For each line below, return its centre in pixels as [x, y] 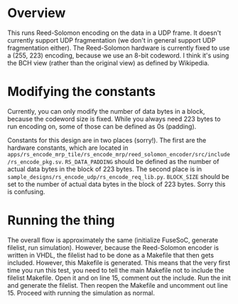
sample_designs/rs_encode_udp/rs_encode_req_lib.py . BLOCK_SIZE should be [118, 176]
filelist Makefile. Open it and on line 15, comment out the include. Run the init [119, 278]
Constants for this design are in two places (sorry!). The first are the [107, 140]
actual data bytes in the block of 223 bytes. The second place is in [105, 169]
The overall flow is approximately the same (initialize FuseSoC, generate [113, 240]
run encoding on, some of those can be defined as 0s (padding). [102, 126]
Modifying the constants [82, 92]
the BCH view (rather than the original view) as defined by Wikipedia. [108, 63]
